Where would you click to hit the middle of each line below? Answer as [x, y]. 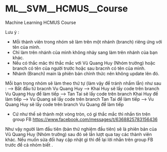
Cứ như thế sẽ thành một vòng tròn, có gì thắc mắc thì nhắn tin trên [81, 114]
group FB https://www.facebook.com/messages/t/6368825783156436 [85, 119]
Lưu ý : [12, 32]
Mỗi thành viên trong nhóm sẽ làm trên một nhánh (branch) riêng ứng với [87, 42]
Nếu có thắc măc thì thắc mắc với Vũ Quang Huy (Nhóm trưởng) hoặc [84, 63]
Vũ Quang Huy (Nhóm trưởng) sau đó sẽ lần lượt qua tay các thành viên [79, 134]
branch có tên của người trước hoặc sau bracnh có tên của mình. [79, 68]
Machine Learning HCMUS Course [41, 22]
